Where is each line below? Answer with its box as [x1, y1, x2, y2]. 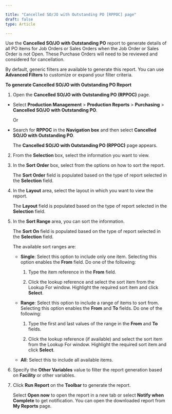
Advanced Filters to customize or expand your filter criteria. [5, 72, 133, 78]
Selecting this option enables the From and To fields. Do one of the [20, 305, 163, 311]
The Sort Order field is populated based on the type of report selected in [12, 172, 167, 179]
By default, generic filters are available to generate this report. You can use [5, 66, 164, 72]
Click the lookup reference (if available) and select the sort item [28, 336, 163, 342]
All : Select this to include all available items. [20, 357, 113, 363]
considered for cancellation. [5, 56, 65, 63]
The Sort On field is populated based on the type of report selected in [12, 228, 161, 234]
